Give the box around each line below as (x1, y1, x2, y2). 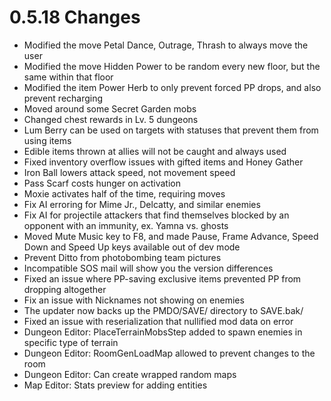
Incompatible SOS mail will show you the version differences (23, 262, 274, 274)
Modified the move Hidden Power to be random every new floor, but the (23, 60, 321, 72)
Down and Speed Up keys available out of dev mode (23, 241, 241, 253)
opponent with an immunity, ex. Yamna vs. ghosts (23, 219, 229, 231)
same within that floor (23, 71, 114, 83)
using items (23, 134, 72, 146)
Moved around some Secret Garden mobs (23, 102, 197, 115)
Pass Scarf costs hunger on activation (23, 177, 181, 189)
